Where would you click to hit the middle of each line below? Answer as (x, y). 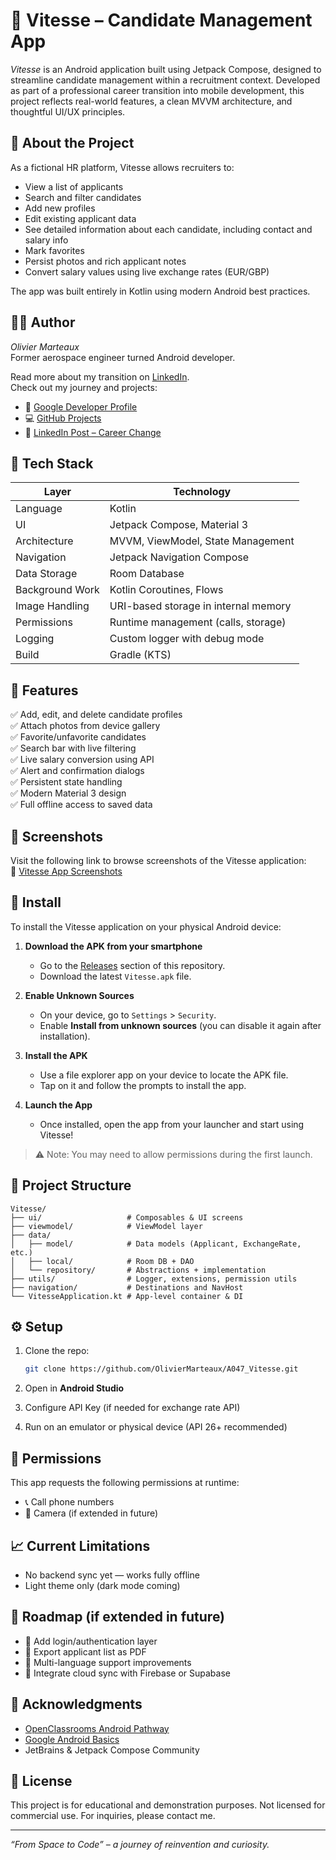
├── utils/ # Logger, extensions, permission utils (154, 1279)
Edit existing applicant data (80, 218)
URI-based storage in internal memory (200, 606)
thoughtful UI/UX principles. (68, 111)
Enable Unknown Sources (79, 995)
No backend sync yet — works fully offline (112, 1575)
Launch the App (58, 1105)
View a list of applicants (74, 186)
